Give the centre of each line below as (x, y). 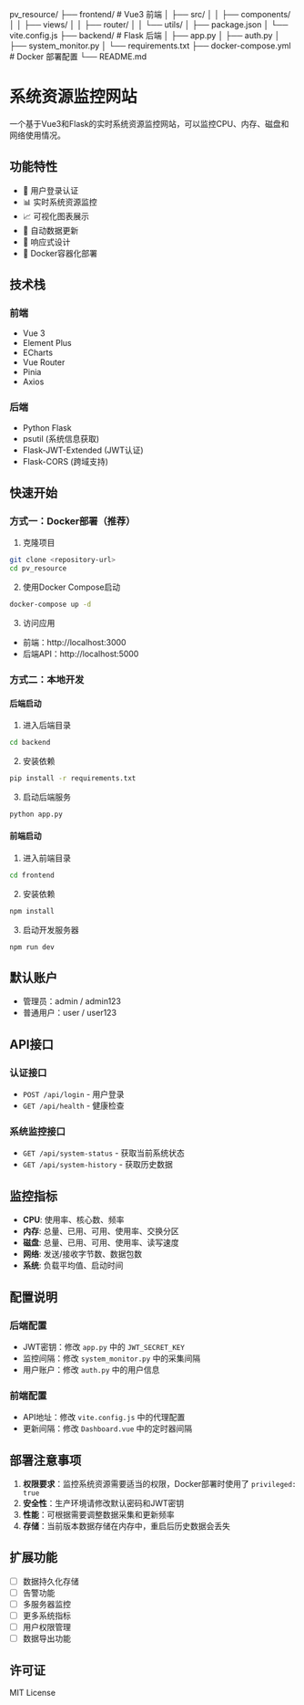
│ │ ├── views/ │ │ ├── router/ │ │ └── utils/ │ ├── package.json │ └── (149, 25)
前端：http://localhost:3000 (74, 643)
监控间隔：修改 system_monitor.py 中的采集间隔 (111, 1358)
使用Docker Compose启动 (71, 587)
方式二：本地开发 (47, 679)
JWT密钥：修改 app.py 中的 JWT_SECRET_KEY (103, 1346)
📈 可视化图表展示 (56, 216)
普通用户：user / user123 (69, 1013)
